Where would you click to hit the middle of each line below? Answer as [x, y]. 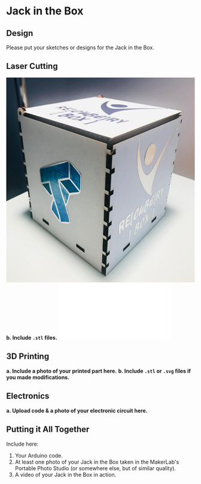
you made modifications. [38, 377]
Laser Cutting [32, 66]
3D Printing [28, 357]
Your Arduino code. [39, 455]
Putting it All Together [48, 429]
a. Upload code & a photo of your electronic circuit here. [77, 410]
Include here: [22, 444]
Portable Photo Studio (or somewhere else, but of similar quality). [95, 468]
